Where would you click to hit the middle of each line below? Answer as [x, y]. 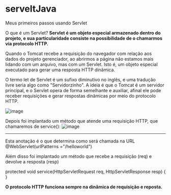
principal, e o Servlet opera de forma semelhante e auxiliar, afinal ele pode [83, 90]
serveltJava [31, 9]
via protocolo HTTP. [27, 43]
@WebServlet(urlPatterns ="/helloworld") [49, 146]
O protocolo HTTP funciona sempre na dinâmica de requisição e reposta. [84, 187]
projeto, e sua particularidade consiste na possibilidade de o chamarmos [84, 38]
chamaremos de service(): [33, 126]
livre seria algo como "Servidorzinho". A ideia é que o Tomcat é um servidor [85, 85]
